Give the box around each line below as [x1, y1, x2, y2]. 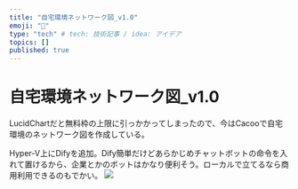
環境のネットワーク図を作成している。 [9, 130, 149, 140]
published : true [9, 46, 69, 55]
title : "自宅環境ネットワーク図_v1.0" [9, 12, 139, 22]
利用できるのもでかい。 [16, 170, 103, 181]
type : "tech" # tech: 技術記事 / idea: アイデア [9, 29, 182, 38]
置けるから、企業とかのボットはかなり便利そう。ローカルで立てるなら [24, 159, 282, 169]
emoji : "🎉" [9, 21, 50, 30]
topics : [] [9, 37, 50, 47]
